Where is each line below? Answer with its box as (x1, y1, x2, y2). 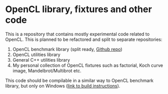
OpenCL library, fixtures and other (5, 4, 152, 15)
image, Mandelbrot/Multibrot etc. (12, 67, 82, 74)
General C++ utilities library (12, 57, 70, 63)
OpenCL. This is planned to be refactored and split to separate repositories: (5, 36, 163, 42)
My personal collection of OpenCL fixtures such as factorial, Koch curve (12, 62, 163, 68)
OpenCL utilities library (12, 52, 61, 58)
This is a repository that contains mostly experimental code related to (5, 31, 150, 37)
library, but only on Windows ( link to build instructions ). (5, 82, 120, 89)
